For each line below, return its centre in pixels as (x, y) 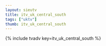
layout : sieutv (21, 10)
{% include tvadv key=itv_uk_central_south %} (53, 38)
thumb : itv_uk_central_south (36, 24)
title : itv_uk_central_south (36, 15)
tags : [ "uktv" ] (21, 19)
